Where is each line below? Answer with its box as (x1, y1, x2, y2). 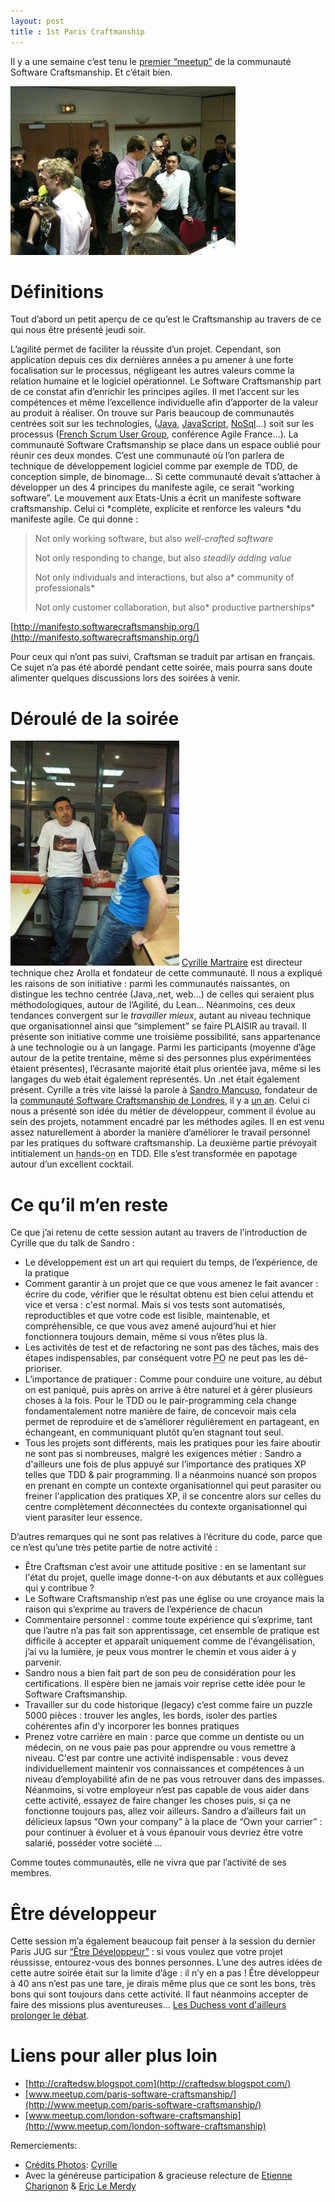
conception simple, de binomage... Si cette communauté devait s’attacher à (10, 471, 321, 483)
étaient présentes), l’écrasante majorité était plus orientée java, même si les (10, 1063, 322, 1075)
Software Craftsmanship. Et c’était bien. (10, 66, 173, 78)
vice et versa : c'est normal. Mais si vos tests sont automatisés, (24, 1299, 286, 1311)
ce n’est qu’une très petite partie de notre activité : (10, 1541, 218, 1554)
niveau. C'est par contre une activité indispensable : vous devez (24, 1752, 289, 1764)
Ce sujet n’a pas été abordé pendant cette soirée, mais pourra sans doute (10, 661, 313, 674)
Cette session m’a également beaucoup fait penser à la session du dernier (10, 1935, 316, 1947)
